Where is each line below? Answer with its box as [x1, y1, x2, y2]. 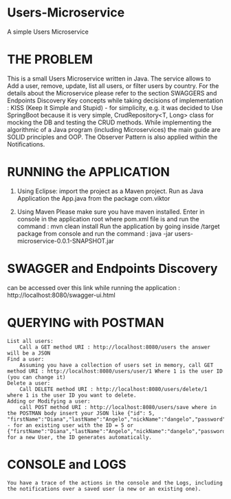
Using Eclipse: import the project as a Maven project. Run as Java [16, 187, 204, 195]
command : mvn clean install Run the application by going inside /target [16, 222, 220, 230]
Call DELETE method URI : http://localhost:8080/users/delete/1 [19, 386, 208, 392]
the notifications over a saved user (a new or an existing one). [7, 485, 201, 492]
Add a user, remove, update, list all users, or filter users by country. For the [7, 81, 219, 90]
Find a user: [7, 355, 45, 362]
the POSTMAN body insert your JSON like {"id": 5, [7, 410, 155, 417]
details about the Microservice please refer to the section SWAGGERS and [7, 89, 217, 97]
